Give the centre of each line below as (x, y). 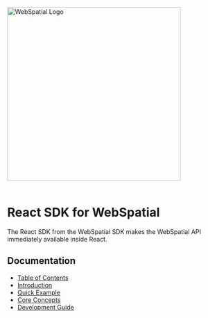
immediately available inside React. (57, 239)
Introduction (35, 285)
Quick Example (39, 292)
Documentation (42, 261)
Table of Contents (43, 278)
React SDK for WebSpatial (84, 213)
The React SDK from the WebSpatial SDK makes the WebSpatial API (104, 231)
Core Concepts (39, 300)
